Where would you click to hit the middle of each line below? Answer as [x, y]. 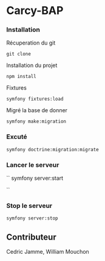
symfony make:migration [36, 122]
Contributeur [31, 237]
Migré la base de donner [37, 110]
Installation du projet [32, 65]
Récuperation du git [31, 43]
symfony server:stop [32, 218]
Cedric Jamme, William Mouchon [48, 252]
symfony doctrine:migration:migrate [52, 149]
